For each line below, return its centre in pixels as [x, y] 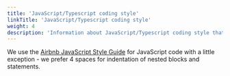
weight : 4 [21, 26]
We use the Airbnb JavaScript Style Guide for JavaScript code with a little [111, 52]
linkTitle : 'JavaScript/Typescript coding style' [79, 20]
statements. [24, 66]
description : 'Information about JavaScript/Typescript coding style [108, 33]
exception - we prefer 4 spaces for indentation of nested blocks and [103, 60]
